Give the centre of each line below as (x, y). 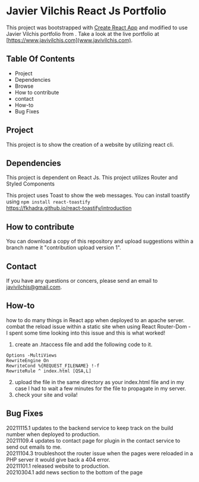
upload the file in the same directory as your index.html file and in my (99, 382)
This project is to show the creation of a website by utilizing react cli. (90, 144)
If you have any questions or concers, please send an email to (82, 281)
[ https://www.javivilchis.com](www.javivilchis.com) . (70, 40)
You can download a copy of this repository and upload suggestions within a (100, 241)
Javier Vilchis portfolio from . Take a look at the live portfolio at (83, 33)
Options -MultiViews (32, 355)
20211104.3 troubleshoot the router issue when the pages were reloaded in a (99, 453)
